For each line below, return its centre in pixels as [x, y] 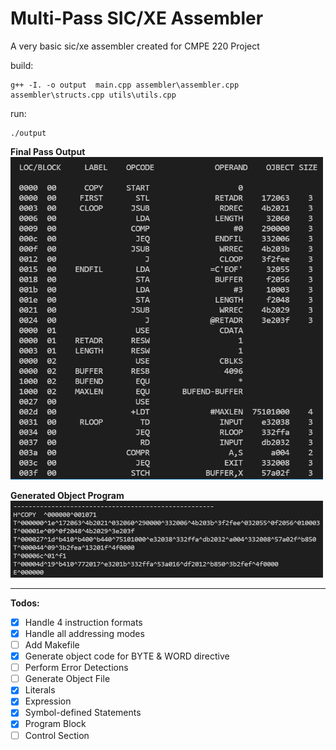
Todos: [25, 603]
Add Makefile [52, 645]
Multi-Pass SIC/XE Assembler [137, 18]
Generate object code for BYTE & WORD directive [127, 656]
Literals [40, 690]
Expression [48, 701]
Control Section [57, 735]
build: [22, 65]
